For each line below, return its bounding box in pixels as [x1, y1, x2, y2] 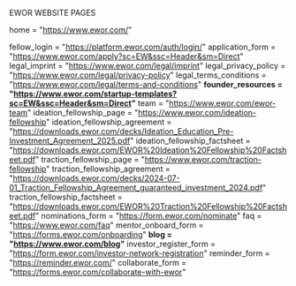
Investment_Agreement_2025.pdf [9, 136, 131, 146]
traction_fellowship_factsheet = [9, 192, 124, 202]
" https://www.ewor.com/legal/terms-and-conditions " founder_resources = [9, 79, 283, 89]
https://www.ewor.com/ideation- [138, 108, 256, 117]
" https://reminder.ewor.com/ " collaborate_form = [9, 258, 187, 267]
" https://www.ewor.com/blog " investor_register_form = [9, 238, 216, 249]
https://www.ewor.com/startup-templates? [12, 88, 178, 99]
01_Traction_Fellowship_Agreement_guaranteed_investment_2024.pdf [9, 183, 263, 192]
